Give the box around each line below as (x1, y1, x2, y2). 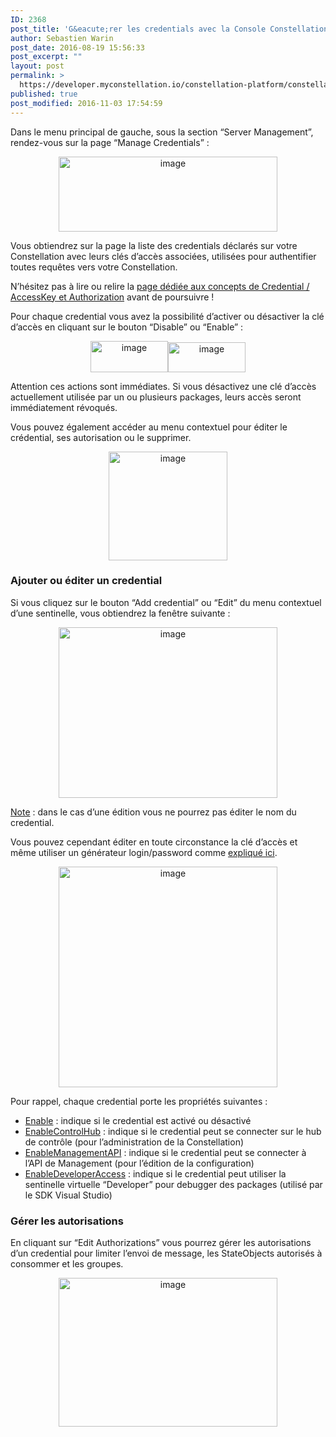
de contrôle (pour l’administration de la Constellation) (24, 1136, 245, 1148)
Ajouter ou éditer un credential (10, 574, 163, 588)
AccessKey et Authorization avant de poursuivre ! (10, 291, 215, 303)
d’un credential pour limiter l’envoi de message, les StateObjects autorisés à (10, 1247, 323, 1260)
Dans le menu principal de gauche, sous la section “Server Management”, (10, 126, 314, 138)
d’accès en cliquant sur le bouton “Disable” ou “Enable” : (10, 321, 244, 333)
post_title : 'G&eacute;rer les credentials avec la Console (10, 24, 267, 34)
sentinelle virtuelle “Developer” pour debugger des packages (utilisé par (24, 1178, 323, 1190)
